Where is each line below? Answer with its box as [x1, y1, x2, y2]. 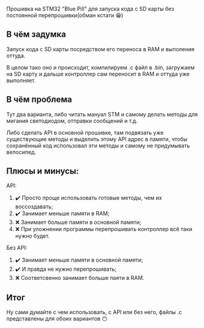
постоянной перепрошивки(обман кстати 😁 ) [6, 12, 124, 19]
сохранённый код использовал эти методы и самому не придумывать [6, 141, 190, 149]
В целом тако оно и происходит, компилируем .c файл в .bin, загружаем [6, 63, 195, 71]
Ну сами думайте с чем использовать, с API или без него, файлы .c [6, 308, 183, 316]
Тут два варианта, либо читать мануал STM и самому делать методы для [6, 110, 198, 118]
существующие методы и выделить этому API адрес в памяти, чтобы [6, 135, 188, 143]
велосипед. [6, 148, 37, 155]
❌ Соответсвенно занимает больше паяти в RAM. [15, 274, 145, 282]
